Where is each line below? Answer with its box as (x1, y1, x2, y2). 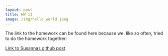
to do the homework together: (5, 35, 67, 41)
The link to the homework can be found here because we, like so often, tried (5, 30, 163, 36)
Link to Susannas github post (5, 45, 65, 51)
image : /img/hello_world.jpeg (5, 16, 69, 21)
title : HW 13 (5, 12, 33, 17)
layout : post (5, 7, 33, 12)
